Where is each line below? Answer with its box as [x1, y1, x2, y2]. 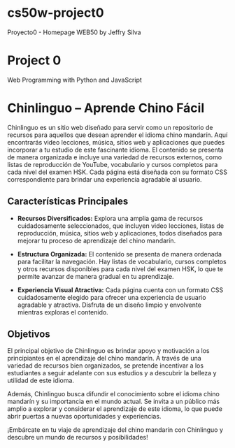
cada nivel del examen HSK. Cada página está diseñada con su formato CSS [7, 168, 227, 176]
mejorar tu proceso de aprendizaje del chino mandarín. [17, 236, 176, 245]
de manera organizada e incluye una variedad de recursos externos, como [7, 152, 222, 161]
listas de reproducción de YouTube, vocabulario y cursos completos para [7, 160, 218, 168]
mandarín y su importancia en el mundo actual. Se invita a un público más [7, 397, 220, 406]
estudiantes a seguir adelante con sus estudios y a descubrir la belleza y [7, 369, 217, 377]
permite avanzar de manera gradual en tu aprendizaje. [17, 272, 174, 280]
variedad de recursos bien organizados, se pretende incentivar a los [7, 361, 204, 370]
